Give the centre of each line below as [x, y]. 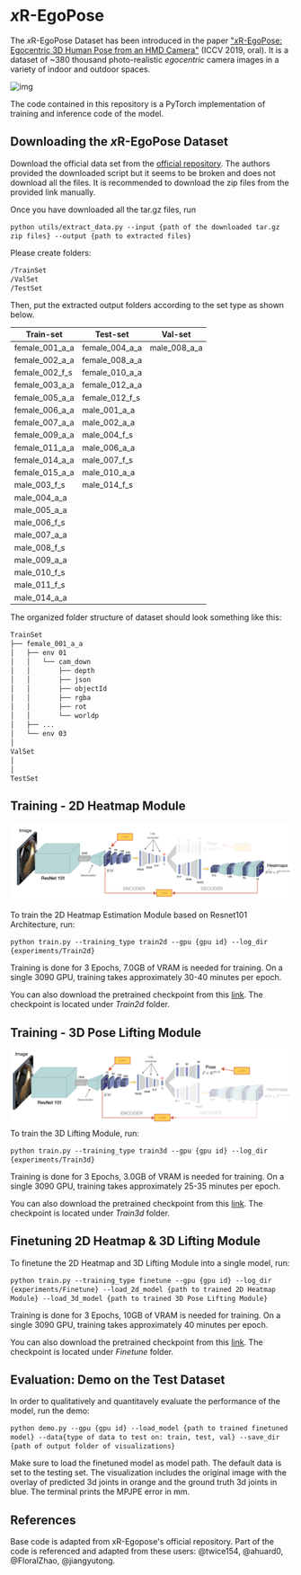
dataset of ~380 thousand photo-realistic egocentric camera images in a [145, 59]
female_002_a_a [44, 359]
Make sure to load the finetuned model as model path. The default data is [146, 1463]
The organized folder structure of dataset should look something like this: [146, 617]
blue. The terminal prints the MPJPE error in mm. [100, 1491]
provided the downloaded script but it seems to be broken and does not [143, 173]
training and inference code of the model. [87, 113]
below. [22, 314]
